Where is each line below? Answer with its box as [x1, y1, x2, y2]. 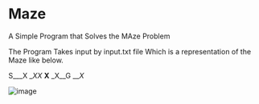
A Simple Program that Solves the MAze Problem [8, 31, 171, 41]
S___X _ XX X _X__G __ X [8, 70, 84, 80]
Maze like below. [8, 55, 64, 65]
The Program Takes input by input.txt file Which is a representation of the [8, 46, 252, 56]
